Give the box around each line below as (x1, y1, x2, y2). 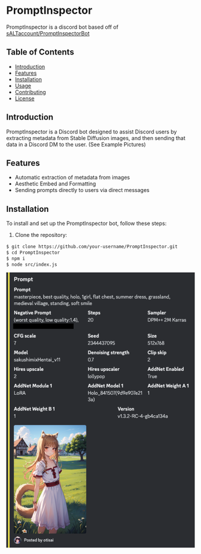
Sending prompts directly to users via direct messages (14, 187, 150, 194)
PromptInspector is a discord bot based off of (6, 23, 118, 31)
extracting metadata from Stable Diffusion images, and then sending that (6, 134, 185, 141)
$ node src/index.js (6, 261, 58, 268)
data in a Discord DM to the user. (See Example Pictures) (6, 141, 147, 148)
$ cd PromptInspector (6, 249, 60, 256)
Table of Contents (6, 47, 75, 57)
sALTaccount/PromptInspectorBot (6, 29, 90, 36)
